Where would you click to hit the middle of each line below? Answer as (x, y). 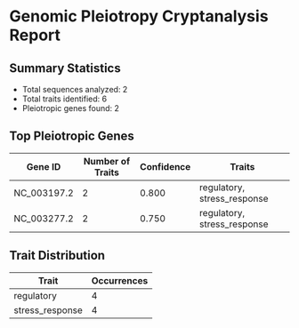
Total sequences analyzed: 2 (75, 89)
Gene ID (44, 166)
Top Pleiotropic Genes (72, 136)
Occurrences (120, 280)
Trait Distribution (57, 256)
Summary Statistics (65, 68)
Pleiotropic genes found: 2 (71, 108)
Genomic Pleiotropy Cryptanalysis (139, 16)
